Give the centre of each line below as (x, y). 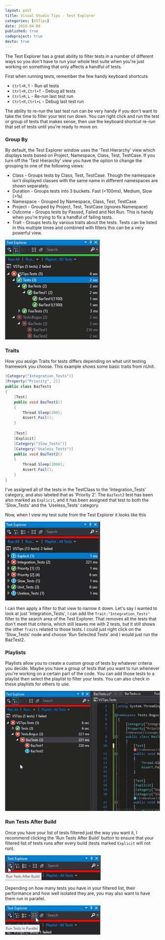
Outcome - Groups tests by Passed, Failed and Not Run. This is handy (83, 212)
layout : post (18, 10)
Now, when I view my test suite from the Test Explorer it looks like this (76, 515)
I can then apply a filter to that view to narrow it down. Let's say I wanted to (81, 608)
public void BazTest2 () (38, 454)
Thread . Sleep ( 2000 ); (44, 465)
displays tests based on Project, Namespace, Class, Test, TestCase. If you (80, 156)
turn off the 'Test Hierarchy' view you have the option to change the (74, 161)
